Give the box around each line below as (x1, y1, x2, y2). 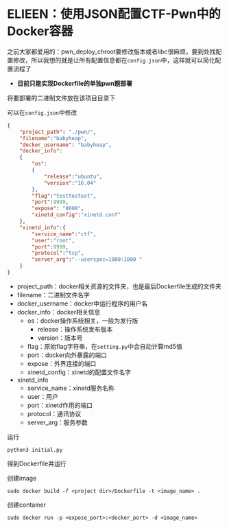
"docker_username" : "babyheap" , (19, 141, 112, 148)
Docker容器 (7, 23, 73, 39)
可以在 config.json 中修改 (7, 108, 77, 117)
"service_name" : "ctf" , (32, 231, 97, 238)
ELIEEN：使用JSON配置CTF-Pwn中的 (7, 6, 221, 22)
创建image (7, 474, 37, 482)
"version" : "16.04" (43, 179, 97, 186)
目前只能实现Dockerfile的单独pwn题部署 (16, 79, 132, 87)
